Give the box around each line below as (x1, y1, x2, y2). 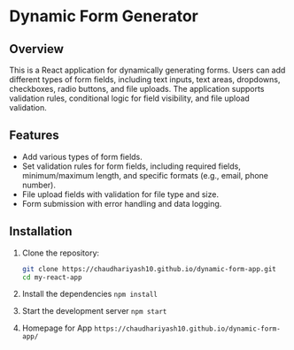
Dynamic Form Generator (9, 6, 199, 27)
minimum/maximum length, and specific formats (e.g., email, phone (21, 170, 268, 180)
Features (9, 128, 59, 143)
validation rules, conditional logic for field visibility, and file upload (9, 93, 250, 103)
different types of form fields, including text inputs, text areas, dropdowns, (9, 74, 281, 85)
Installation (9, 224, 73, 240)
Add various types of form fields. (21, 151, 143, 162)
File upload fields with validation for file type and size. (21, 188, 220, 200)
